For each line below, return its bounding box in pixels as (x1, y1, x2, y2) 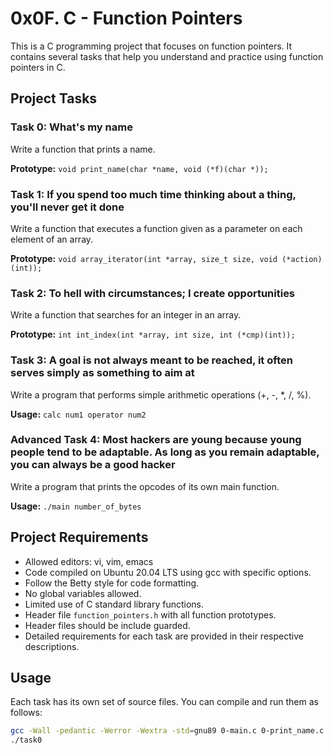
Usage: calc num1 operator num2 (10, 408, 147, 420)
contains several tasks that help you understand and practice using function (10, 50, 324, 62)
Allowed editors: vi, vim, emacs (24, 555, 154, 567)
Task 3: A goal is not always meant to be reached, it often (10, 353, 293, 367)
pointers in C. (10, 61, 66, 73)
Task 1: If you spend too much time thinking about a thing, (10, 187, 297, 201)
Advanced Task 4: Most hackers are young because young (10, 433, 302, 447)
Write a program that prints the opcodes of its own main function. (10, 480, 280, 492)
